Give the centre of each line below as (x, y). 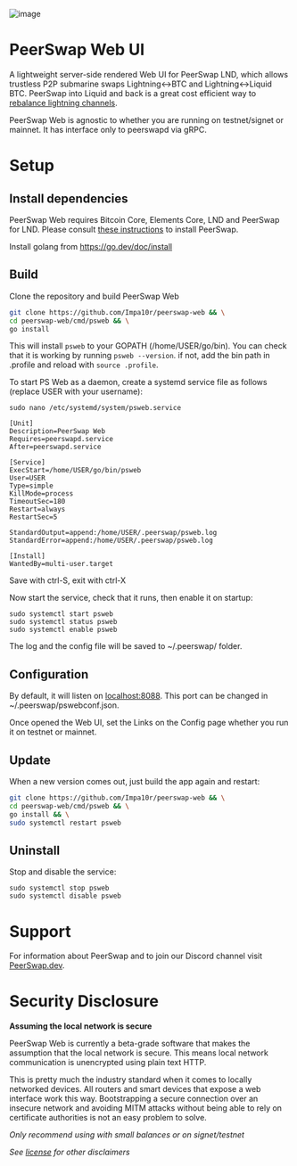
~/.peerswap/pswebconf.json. (64, 705)
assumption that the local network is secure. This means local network (139, 1053)
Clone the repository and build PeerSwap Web (95, 296)
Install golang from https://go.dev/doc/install (91, 246)
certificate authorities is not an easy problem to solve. (108, 1118)
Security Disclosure (84, 1002)
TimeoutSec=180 (37, 502)
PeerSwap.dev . (37, 965)
